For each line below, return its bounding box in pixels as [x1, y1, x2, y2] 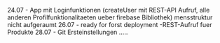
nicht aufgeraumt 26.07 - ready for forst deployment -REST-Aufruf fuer [7, 21, 212, 28]
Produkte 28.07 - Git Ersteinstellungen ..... [7, 28, 128, 36]
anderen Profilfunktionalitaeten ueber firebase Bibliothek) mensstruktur [7, 13, 213, 21]
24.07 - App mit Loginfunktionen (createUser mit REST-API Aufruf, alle [7, 6, 210, 14]
